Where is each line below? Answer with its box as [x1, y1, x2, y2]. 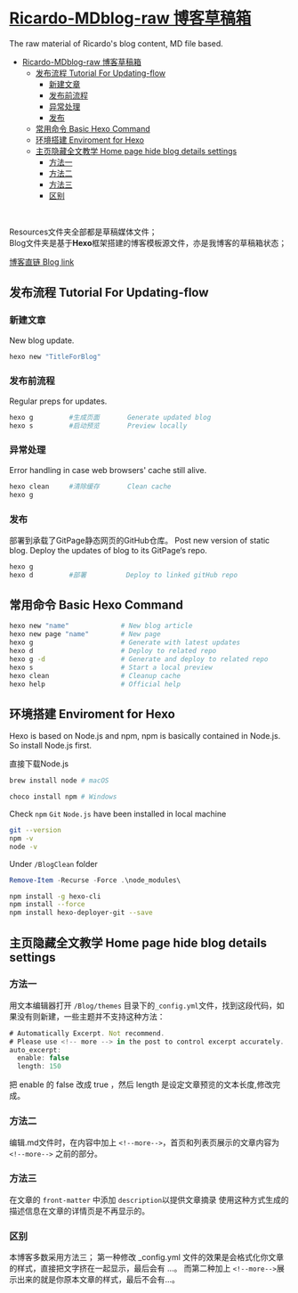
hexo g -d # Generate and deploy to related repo [9, 654, 269, 664]
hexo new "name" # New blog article [9, 621, 193, 631]
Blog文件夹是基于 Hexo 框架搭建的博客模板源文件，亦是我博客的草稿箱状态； [9, 237, 287, 248]
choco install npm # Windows [9, 792, 117, 802]
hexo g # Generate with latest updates [9, 638, 241, 647]
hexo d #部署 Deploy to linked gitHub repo [9, 570, 238, 579]
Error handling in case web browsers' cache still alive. [9, 464, 207, 475]
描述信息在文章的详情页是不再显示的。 [9, 1205, 149, 1216]
